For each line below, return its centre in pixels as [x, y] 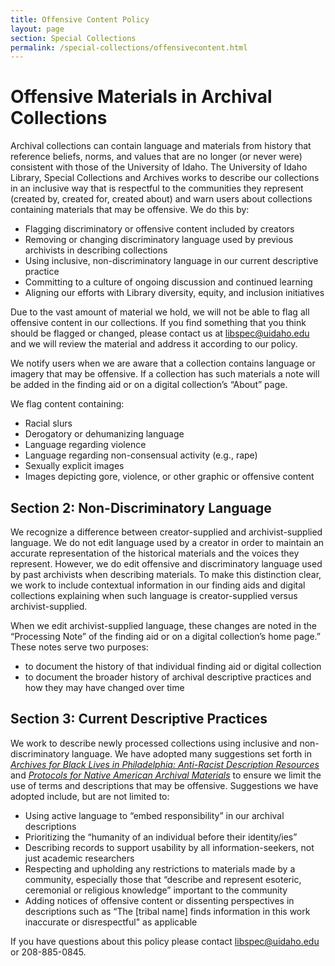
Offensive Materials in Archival [141, 97]
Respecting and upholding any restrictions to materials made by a [160, 868]
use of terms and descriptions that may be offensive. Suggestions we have [164, 785]
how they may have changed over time [104, 687]
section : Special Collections [73, 38]
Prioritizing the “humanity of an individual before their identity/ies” [161, 837]
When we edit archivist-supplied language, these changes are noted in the [163, 625]
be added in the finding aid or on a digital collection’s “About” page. [149, 385]
